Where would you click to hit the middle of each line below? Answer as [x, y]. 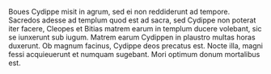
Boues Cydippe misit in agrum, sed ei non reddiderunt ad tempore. [119, 12]
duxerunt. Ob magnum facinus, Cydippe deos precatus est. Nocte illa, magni [135, 46]
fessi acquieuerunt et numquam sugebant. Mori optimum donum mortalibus [134, 54]
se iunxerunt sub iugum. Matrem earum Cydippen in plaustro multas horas [132, 37]
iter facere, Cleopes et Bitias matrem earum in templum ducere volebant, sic [135, 29]
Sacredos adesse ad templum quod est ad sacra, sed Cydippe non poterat [132, 20]
